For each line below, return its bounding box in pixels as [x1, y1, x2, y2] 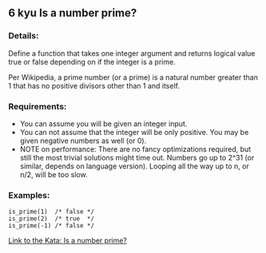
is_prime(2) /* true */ [8, 215, 94, 223]
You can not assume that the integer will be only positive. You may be [19, 127, 249, 136]
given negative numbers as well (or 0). [19, 136, 147, 145]
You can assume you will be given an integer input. [19, 119, 188, 128]
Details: [8, 30, 39, 42]
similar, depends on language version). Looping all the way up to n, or [19, 161, 249, 171]
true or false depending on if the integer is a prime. [8, 57, 176, 66]
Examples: [8, 189, 50, 200]
